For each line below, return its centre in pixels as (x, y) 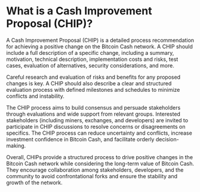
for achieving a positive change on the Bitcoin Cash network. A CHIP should (99, 47)
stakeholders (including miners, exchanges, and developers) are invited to (97, 120)
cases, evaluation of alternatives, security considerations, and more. (90, 65)
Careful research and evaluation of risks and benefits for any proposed (93, 77)
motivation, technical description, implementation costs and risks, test (92, 59)
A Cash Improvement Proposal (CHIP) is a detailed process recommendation (100, 40)
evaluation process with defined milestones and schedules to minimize (93, 89)
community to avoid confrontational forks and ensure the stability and (92, 176)
